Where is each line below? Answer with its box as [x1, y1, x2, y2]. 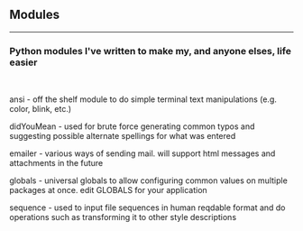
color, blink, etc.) [9, 104, 72, 115]
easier [9, 56, 38, 69]
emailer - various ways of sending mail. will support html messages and [9, 148, 276, 159]
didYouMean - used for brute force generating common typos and [9, 121, 255, 132]
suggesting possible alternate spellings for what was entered [9, 131, 236, 142]
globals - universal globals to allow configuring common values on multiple [9, 175, 289, 186]
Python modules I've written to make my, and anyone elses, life [9, 44, 291, 57]
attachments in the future [9, 158, 104, 169]
